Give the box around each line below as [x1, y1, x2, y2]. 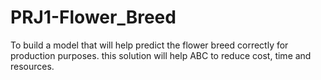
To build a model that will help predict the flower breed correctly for [10, 39, 289, 51]
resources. [10, 60, 55, 72]
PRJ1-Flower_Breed [10, 6, 177, 29]
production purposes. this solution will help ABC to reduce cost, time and [10, 49, 312, 61]
